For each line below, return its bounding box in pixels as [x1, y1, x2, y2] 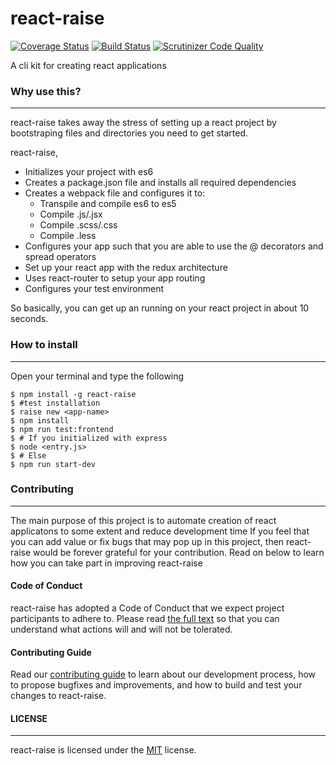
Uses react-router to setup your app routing [24, 272, 206, 284]
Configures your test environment [24, 283, 165, 295]
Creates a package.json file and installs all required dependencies [24, 177, 297, 189]
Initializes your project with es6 [24, 166, 154, 178]
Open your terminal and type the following [10, 370, 185, 382]
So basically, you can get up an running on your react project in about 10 [10, 302, 310, 314]
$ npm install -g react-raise [10, 389, 137, 399]
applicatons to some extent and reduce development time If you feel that [10, 525, 310, 537]
